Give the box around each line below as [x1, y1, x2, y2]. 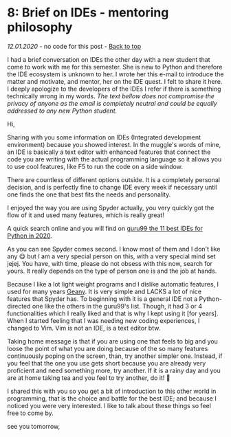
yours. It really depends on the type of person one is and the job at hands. [7, 267, 217, 275]
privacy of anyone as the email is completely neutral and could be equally [7, 99, 218, 107]
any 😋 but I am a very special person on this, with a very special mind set [7, 252, 216, 260]
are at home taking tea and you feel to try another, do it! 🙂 [7, 373, 170, 382]
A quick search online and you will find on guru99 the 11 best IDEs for [7, 224, 203, 232]
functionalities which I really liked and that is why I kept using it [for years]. [7, 309, 219, 317]
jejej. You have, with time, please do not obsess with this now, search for [7, 259, 213, 267]
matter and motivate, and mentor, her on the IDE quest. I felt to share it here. [7, 77, 223, 85]
